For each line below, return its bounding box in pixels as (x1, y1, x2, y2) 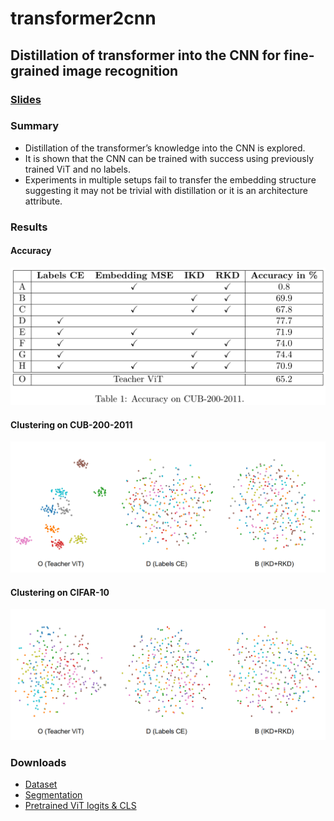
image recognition (62, 62, 179, 79)
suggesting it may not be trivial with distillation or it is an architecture (24, 184, 308, 196)
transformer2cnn (10, 7, 157, 30)
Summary (10, 119, 60, 133)
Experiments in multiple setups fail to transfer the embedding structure (24, 173, 317, 186)
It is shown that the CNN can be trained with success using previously (24, 152, 315, 164)
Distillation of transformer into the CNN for (10, 47, 282, 64)
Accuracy (10, 245, 52, 257)
